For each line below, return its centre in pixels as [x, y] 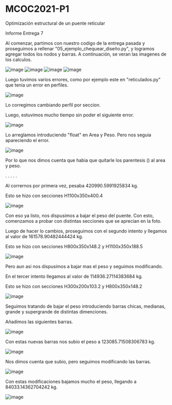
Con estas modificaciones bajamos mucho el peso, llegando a [71, 381]
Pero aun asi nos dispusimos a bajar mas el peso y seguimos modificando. [84, 266]
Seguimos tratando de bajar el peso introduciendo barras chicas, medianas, [85, 306]
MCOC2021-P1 [37, 9]
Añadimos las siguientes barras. [39, 322]
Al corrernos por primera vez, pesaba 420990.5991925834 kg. [72, 185]
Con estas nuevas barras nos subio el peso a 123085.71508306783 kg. [80, 341]
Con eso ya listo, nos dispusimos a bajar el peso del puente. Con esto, [80, 215]
